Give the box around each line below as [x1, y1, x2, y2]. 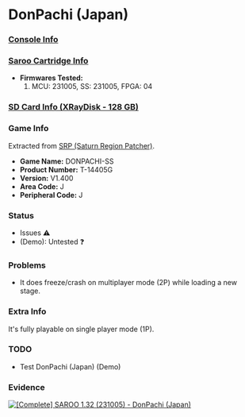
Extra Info [8, 306, 47, 317]
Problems [8, 260, 46, 271]
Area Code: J [19, 181, 65, 191]
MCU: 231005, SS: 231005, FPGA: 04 [31, 82, 153, 91]
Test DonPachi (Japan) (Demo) [19, 361, 121, 371]
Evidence [8, 381, 45, 392]
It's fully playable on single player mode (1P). [8, 324, 155, 334]
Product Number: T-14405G [19, 164, 113, 174]
